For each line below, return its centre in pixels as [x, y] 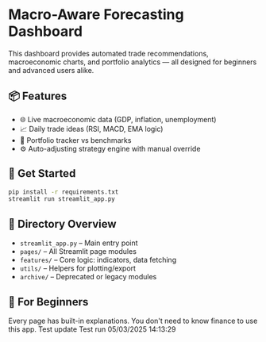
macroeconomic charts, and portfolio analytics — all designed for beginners [133, 62]
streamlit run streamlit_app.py [62, 199]
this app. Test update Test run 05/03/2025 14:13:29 [92, 329]
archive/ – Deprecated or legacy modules [88, 277]
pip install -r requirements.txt [64, 192]
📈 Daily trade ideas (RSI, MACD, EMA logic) [91, 129]
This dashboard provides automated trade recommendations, [108, 53]
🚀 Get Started [42, 173]
